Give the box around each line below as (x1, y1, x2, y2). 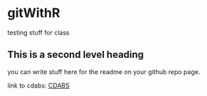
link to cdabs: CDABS (7, 81, 70, 90)
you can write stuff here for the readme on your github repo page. (7, 67, 201, 76)
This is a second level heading (7, 49, 144, 61)
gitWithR (7, 5, 60, 21)
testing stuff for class (7, 28, 70, 37)
